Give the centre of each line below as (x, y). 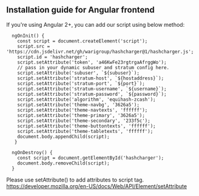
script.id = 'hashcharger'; (52, 57)
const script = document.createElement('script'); (83, 41)
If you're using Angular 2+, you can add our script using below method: (96, 24)
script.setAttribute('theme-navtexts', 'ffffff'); (83, 110)
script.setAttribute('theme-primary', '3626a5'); (81, 115)
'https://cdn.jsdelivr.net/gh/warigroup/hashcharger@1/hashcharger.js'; (100, 52)
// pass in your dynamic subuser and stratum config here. (93, 67)
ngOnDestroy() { (32, 152)
